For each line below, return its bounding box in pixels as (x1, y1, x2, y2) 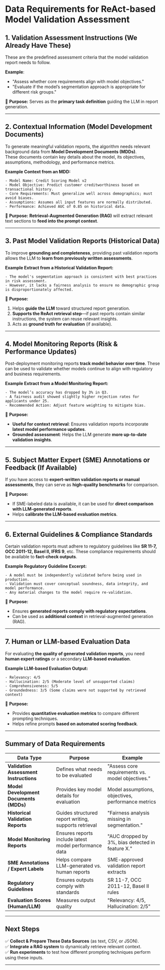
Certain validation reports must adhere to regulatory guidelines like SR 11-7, (5, 543, 157, 550)
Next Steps (5, 925, 40, 934)
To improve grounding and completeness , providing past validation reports (5, 250, 158, 256)
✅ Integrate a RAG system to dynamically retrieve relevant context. (5, 943, 141, 949)
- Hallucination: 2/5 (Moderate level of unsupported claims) (5, 679, 135, 684)
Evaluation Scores (7, 897, 51, 904)
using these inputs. (5, 954, 44, 961)
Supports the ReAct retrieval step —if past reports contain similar (12, 310, 145, 316)
